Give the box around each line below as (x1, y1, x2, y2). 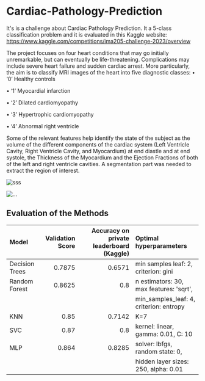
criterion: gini (135, 267, 173, 275)
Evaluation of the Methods (6, 208, 109, 219)
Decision (9, 259, 35, 268)
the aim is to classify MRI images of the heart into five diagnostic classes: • (6, 68, 195, 76)
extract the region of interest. (6, 167, 80, 174)
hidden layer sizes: (135, 357, 189, 366)
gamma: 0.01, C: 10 (135, 330, 193, 338)
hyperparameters (135, 241, 187, 250)
